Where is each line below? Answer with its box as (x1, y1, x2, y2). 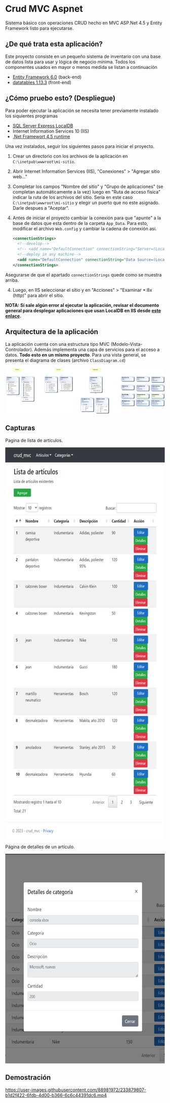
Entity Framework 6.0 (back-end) (12, 74, 82, 80)
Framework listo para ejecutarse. (5, 25, 74, 31)
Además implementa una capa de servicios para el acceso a (34, 346, 160, 352)
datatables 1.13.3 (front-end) (12, 79, 72, 85)
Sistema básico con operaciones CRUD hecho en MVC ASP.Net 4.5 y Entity (5, 20, 162, 26)
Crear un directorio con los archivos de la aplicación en (12, 153, 128, 159)
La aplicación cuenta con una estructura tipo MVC (5, 341, 110, 347)
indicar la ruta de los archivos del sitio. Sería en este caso (12, 194, 133, 200)
